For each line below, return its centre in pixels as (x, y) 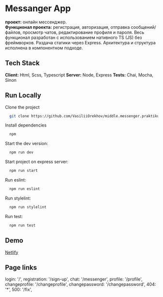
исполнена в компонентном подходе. (44, 48)
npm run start (24, 171)
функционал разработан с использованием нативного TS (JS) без (73, 37)
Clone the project (22, 107)
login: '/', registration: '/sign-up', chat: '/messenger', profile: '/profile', (74, 279)
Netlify (12, 252)
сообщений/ (143, 27)
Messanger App (38, 9)
